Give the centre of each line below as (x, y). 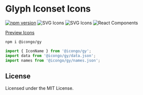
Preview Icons (20, 32)
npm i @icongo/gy (23, 42)
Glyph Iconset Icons (48, 9)
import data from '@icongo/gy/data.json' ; (51, 56)
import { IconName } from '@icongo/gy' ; (49, 51)
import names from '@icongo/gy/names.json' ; (53, 60)
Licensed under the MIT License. (39, 88)
